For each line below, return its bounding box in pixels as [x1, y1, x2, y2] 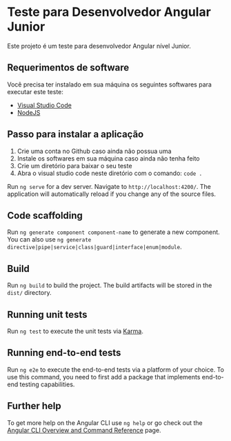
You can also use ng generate [7, 235, 92, 244]
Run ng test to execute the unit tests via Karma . [7, 327, 143, 335]
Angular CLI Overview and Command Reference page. [7, 426, 161, 434]
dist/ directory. [7, 289, 52, 297]
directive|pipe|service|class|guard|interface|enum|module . [7, 243, 182, 251]
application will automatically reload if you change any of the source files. [7, 190, 216, 198]
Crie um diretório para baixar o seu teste [17, 161, 132, 170]
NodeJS [17, 108, 41, 116]
